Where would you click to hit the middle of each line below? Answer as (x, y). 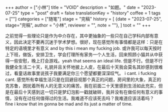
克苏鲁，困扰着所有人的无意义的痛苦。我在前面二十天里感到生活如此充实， (82, 86)
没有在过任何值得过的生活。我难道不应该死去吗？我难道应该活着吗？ (84, 98)
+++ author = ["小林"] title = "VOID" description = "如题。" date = (73, 7)
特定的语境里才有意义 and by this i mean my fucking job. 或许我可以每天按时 (83, 48)
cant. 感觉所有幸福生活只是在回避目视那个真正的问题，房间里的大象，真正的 (83, 79)
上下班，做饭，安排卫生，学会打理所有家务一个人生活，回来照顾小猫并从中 (82, 54)
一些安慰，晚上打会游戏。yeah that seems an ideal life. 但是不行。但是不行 (86, 61)
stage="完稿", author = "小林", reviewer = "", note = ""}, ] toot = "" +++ (78, 25)
